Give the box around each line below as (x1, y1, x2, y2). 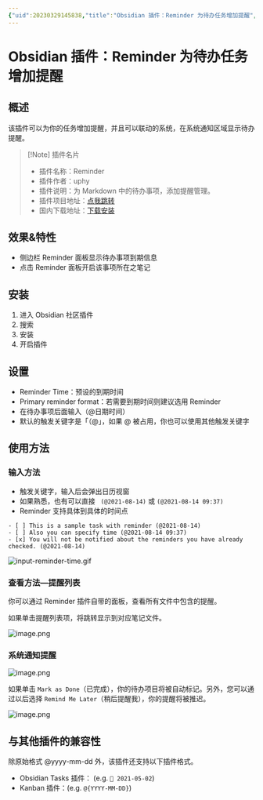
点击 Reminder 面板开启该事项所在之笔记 (19, 263, 151, 272)
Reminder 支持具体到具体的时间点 (19, 506, 128, 515)
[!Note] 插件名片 (27, 150, 80, 159)
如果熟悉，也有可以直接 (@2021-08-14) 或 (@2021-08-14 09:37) (19, 496, 224, 506)
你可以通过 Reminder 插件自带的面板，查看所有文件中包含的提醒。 (8, 597, 222, 606)
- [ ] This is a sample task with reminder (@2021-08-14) (8, 522, 201, 529)
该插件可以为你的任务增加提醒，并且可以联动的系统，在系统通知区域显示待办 (8, 123, 255, 133)
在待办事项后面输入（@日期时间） (19, 407, 130, 416)
